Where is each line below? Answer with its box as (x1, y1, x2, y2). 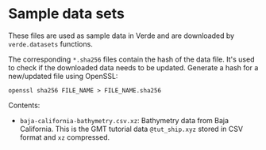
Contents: (8, 100, 40, 110)
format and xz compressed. (19, 132, 110, 142)
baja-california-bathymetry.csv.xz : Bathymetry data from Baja (19, 115, 229, 125)
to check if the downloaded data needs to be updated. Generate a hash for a (8, 62, 259, 72)
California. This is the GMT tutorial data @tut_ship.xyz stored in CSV (19, 124, 244, 133)
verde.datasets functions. (8, 39, 93, 48)
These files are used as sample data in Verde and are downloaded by (8, 31, 235, 40)
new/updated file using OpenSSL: (8, 71, 118, 81)
